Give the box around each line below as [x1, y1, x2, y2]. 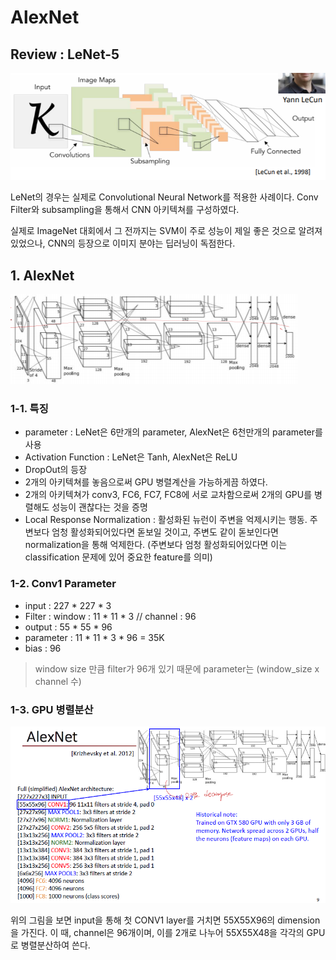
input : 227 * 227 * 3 [24, 599, 112, 611]
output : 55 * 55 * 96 [24, 621, 113, 633]
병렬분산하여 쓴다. [20, 939, 91, 951]
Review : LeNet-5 [10, 46, 120, 63]
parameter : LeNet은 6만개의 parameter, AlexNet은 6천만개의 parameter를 [24, 426, 323, 438]
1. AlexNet [10, 267, 75, 284]
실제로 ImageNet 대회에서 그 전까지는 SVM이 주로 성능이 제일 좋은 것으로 [10, 225, 297, 237]
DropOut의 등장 [24, 464, 88, 476]
